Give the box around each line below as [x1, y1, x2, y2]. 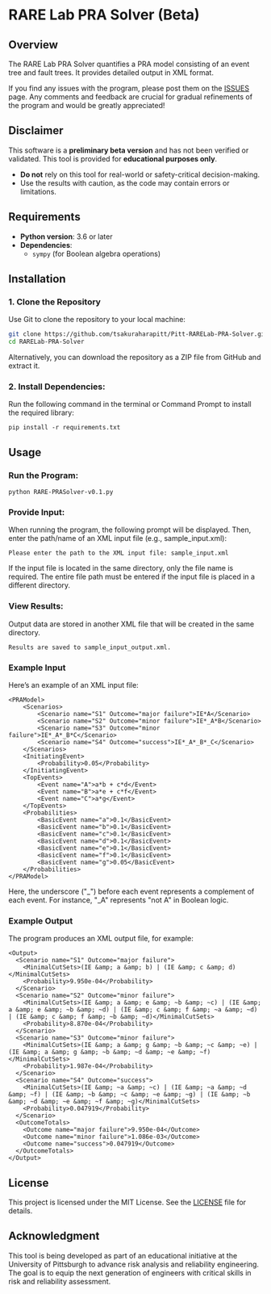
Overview [8, 38, 59, 52]
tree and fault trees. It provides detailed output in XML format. [8, 68, 214, 77]
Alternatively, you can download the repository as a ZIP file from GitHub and [8, 353, 261, 362]
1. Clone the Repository [8, 296, 101, 308]
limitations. [19, 186, 56, 196]
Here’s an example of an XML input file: [8, 680, 139, 689]
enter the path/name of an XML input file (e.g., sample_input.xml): [8, 534, 227, 543]
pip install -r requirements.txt [8, 424, 121, 432]
